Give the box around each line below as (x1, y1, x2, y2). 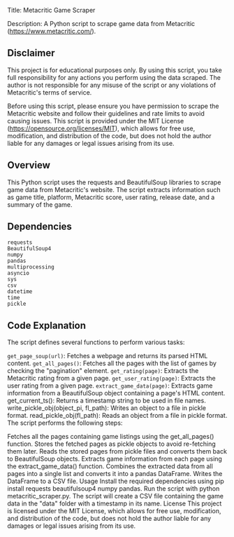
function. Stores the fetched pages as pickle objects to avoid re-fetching (7, 440, 217, 448)
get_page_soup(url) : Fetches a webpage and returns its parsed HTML (7, 352, 208, 360)
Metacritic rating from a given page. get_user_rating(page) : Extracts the (7, 374, 216, 383)
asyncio (7, 270, 30, 277)
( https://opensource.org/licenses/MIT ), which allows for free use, (7, 124, 196, 132)
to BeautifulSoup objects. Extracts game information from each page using (7, 455, 222, 463)
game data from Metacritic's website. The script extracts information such (7, 185, 221, 193)
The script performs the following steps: (7, 419, 123, 427)
